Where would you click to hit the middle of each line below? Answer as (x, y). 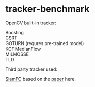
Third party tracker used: (31, 69)
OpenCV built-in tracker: (31, 23)
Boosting (15, 32)
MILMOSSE (17, 54)
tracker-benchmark (47, 9)
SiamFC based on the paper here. (41, 79)
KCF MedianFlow (23, 49)
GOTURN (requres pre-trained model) (45, 43)
